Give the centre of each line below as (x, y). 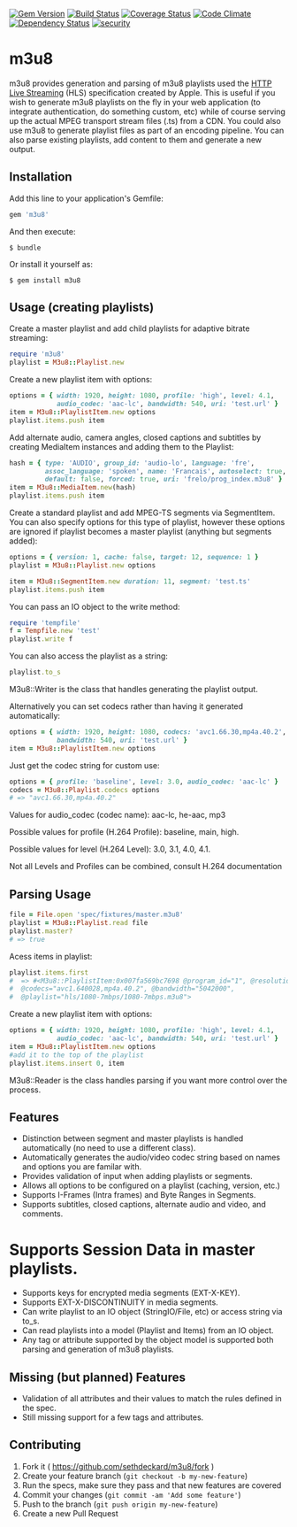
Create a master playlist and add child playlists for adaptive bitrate (129, 328)
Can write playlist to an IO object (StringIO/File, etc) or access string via (152, 1312)
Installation (41, 177)
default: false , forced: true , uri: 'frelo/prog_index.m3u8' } (164, 479)
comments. (42, 1214)
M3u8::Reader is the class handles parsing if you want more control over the (148, 1080)
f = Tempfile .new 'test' (55, 631)
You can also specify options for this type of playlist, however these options (147, 522)
